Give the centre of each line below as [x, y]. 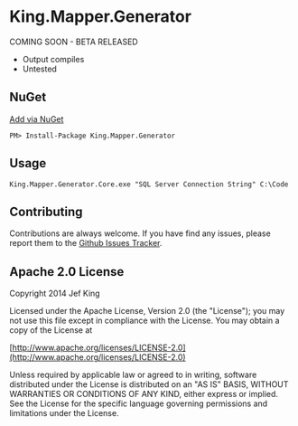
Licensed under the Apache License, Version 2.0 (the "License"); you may [147, 311]
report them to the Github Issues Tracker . [86, 243]
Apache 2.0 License [67, 272]
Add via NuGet [37, 118]
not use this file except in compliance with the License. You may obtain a [144, 321]
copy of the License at [51, 330]
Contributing [46, 211]
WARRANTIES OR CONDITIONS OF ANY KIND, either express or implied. [144, 394]
